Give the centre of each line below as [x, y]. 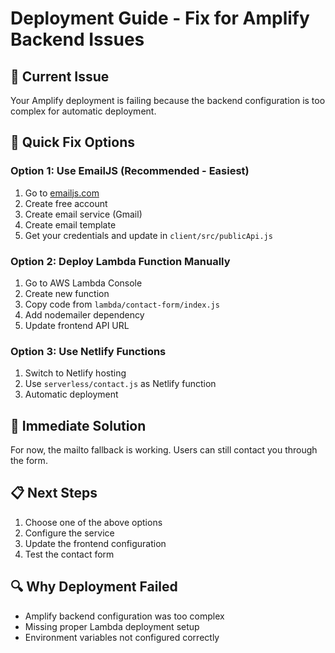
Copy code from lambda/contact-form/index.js [122, 304]
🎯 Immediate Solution [78, 425]
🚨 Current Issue [60, 76]
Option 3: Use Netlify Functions [88, 351]
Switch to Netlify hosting [75, 373]
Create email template [70, 224]
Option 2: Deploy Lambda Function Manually [120, 261]
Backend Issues [77, 39]
